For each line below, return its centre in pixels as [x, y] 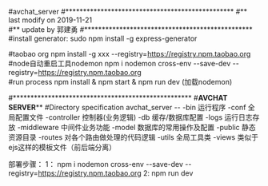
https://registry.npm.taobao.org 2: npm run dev [116, 173]
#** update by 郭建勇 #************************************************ [131, 30]
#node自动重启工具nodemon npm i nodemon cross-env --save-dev [120, 63]
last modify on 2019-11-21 [50, 20]
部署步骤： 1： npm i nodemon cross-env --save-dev [96, 164]
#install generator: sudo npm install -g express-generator [103, 38]
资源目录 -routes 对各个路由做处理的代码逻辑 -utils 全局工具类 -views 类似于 [133, 137]
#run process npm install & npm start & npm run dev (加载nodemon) [120, 82]
